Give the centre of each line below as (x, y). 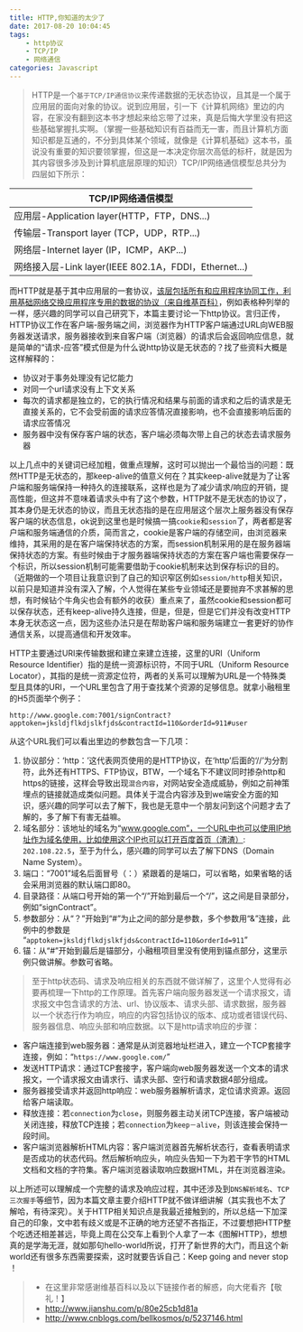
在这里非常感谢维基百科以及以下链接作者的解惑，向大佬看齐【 (160, 1287)
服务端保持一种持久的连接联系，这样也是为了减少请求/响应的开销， (157, 487)
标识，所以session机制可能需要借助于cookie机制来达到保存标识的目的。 (150, 566)
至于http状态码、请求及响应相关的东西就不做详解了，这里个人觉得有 (157, 981)
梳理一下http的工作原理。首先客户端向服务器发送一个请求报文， (165, 992)
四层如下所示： (59, 173)
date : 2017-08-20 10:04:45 (60, 26)
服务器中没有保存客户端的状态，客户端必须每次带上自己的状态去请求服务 (156, 433)
